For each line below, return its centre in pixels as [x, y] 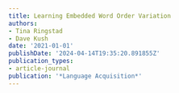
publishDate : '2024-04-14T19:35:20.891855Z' [84, 53]
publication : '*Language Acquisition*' [75, 76]
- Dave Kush [28, 38]
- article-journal [39, 69]
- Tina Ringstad [35, 31]
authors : [23, 23]
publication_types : [41, 61]
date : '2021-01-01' [41, 46]
